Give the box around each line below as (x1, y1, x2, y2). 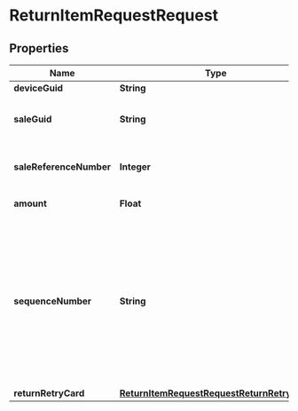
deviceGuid (13, 82, 64, 94)
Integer (119, 161, 151, 173)
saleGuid (13, 113, 52, 125)
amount (13, 197, 47, 209)
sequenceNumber (13, 295, 91, 307)
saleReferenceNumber (13, 161, 111, 173)
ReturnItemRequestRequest (9, 5, 219, 26)
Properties (9, 41, 69, 56)
